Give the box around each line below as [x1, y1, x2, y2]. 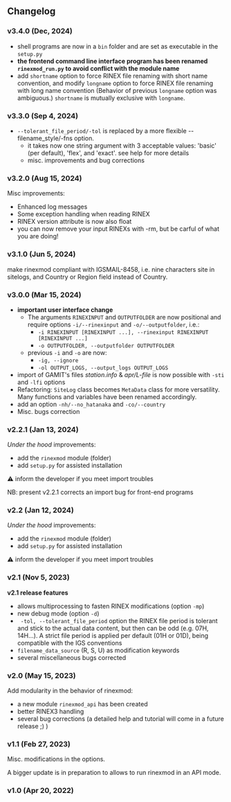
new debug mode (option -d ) [17, 609, 100, 618]
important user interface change [17, 305, 113, 314]
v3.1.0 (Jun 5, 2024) [7, 250, 76, 259]
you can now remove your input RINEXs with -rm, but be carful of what [17, 225, 220, 233]
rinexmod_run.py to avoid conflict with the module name [17, 64, 180, 72]
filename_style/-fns [17, 134, 73, 142]
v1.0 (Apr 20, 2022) [7, 786, 74, 796]
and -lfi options [17, 378, 66, 386]
